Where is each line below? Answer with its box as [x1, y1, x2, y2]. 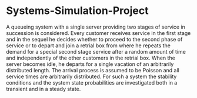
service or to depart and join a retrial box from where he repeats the [6, 42, 171, 49]
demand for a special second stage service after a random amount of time [6, 48, 186, 55]
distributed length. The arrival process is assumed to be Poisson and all [6, 66, 179, 73]
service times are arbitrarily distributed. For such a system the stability [6, 73, 177, 80]
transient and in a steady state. [6, 85, 81, 92]
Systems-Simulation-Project [6, 4, 149, 17]
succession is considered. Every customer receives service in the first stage [6, 29, 191, 36]
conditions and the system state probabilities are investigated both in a [6, 79, 178, 86]
